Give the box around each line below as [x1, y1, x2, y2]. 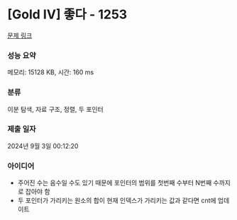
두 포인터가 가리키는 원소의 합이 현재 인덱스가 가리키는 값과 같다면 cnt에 [17, 196, 216, 205]
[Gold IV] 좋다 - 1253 [7, 6, 128, 23]
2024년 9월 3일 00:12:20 [7, 141, 79, 150]
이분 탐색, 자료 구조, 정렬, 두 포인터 [7, 105, 104, 113]
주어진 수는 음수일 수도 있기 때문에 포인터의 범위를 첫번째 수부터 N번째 [17, 178, 212, 187]
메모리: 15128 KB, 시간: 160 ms [7, 68, 94, 76]
